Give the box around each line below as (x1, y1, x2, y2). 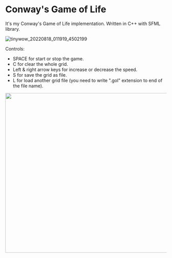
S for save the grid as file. (12, 72, 68, 78)
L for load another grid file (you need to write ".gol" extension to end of (12, 77, 163, 83)
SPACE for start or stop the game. (12, 55, 84, 62)
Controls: (5, 45, 25, 52)
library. (5, 26, 20, 32)
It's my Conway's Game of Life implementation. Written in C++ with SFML (5, 20, 161, 27)
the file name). (12, 83, 44, 89)
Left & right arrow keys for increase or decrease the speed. (12, 66, 138, 73)
